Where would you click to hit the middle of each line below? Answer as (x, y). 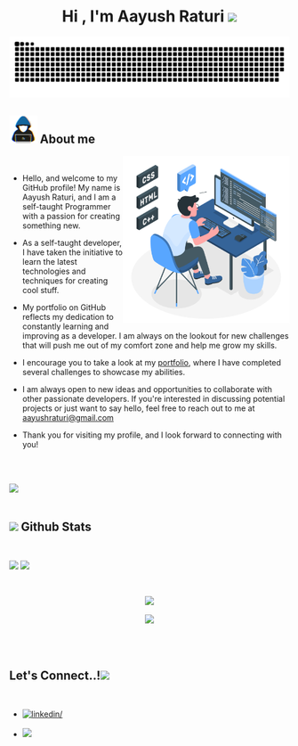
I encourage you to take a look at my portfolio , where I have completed (152, 362)
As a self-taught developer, (72, 242)
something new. (51, 225)
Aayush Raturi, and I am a (69, 197)
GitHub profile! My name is (71, 187)
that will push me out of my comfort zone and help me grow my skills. (149, 345)
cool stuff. (40, 290)
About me (68, 139)
